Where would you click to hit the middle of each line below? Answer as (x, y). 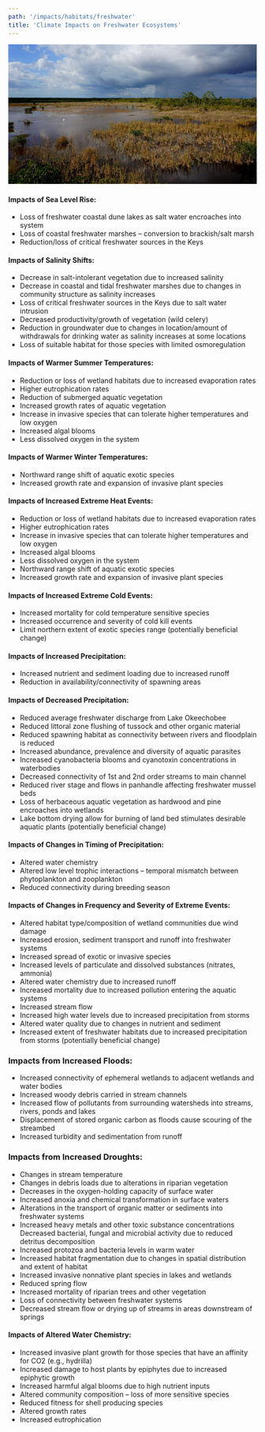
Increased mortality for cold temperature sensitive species (114, 613)
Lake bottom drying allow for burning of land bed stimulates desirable (132, 818)
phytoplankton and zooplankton (71, 879)
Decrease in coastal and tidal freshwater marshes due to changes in (130, 286)
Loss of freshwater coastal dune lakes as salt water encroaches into (131, 217)
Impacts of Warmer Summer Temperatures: (81, 363)
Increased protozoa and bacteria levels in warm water (107, 1250)
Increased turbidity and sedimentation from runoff (101, 1137)
